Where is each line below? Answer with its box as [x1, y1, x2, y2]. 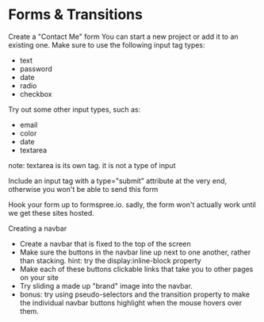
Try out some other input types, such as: [8, 105, 141, 114]
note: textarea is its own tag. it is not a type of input [8, 160, 176, 170]
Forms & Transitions [8, 6, 143, 24]
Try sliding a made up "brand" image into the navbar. [19, 281, 193, 290]
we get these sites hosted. [8, 208, 95, 217]
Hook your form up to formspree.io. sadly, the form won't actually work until [8, 200, 256, 209]
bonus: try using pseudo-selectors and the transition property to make [19, 289, 251, 299]
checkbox [19, 89, 53, 98]
